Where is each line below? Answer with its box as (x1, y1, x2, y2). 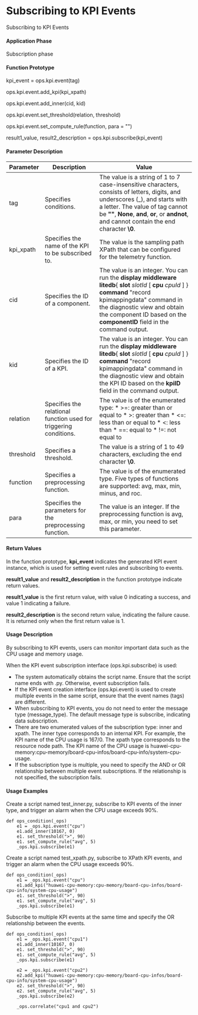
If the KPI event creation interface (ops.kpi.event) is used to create (14, 686, 176, 693)
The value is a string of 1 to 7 (99, 173, 181, 181)
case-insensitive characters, (99, 180, 179, 189)
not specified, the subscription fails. (14, 773, 102, 781)
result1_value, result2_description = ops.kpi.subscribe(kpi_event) (6, 134, 163, 141)
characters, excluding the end (99, 450, 182, 458)
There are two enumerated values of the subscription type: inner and (14, 723, 183, 731)
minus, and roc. (99, 489, 143, 497)
